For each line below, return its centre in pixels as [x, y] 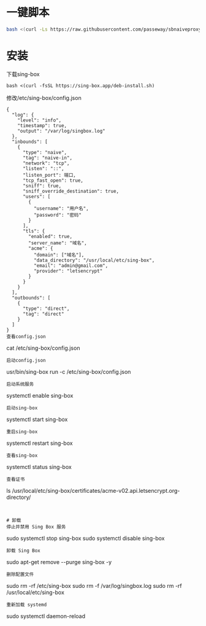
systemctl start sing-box [37, 419]
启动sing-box [22, 408]
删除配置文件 [20, 574]
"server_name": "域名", [58, 243]
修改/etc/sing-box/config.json [44, 98]
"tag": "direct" [43, 314]
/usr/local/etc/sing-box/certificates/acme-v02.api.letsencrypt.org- [96, 490]
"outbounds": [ [31, 298]
